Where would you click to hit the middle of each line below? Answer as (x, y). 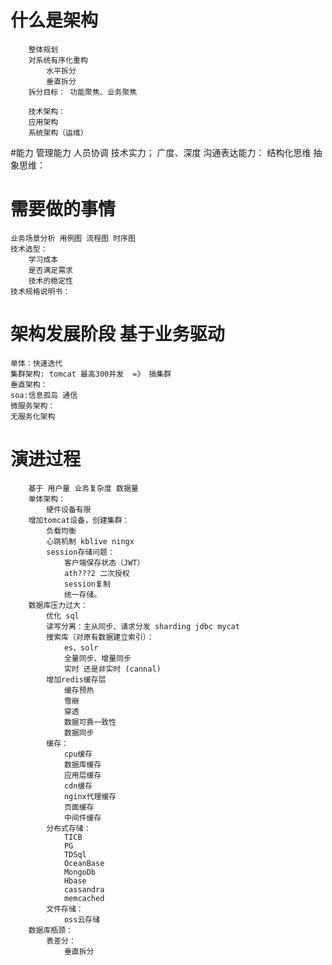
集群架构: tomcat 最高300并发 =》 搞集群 (91, 374)
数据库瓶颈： (50, 930)
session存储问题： (80, 552)
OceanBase (84, 863)
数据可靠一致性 (90, 722)
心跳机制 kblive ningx (90, 541)
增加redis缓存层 (76, 679)
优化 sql (63, 616)
